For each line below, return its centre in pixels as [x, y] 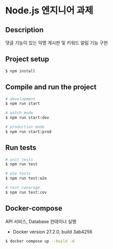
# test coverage [23, 188]
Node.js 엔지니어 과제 [49, 11]
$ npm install [21, 71]
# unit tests [19, 160]
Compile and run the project [51, 87]
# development [21, 99]
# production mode [25, 127]
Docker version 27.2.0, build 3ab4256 [52, 232]
